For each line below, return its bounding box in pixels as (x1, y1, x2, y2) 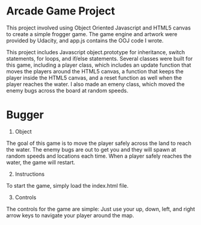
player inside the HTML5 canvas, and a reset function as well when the (6, 74, 182, 81)
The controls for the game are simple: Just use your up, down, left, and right (6, 205, 196, 212)
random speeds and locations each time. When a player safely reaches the (6, 152, 192, 159)
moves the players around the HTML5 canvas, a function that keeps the (6, 67, 184, 75)
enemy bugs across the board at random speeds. (6, 87, 128, 94)
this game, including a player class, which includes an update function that (6, 61, 191, 69)
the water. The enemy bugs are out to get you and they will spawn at (6, 146, 176, 153)
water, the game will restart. (6, 158, 75, 166)
